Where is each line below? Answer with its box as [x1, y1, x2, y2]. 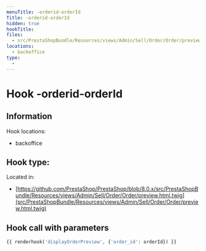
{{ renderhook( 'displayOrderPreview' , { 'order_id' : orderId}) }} [6, 239, 177, 245]
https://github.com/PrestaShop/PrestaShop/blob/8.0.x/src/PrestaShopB [17, 185, 199, 193]
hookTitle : [6, 26, 34, 33]
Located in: [6, 173, 35, 181]
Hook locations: [6, 127, 46, 135]
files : [6, 32, 23, 38]
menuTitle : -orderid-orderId [6, 9, 81, 15]
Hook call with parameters [6, 222, 109, 233]
